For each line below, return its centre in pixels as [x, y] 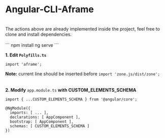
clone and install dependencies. [39, 34]
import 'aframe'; [24, 64]
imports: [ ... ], [29, 113]
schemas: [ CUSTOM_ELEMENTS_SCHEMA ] [50, 126]
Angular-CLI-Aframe [49, 9]
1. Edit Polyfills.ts [26, 55]
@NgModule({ [18, 108]
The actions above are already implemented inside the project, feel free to [82, 29]
